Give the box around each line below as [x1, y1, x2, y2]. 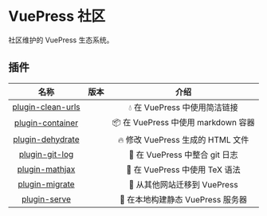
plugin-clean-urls [12, 101, 81, 112]
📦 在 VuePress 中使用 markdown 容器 [112, 116, 255, 128]
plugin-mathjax [17, 163, 76, 175]
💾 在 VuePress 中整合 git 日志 [128, 149, 238, 160]
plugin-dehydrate [13, 133, 80, 144]
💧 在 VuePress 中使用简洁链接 [128, 101, 238, 112]
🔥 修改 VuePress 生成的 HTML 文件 [117, 134, 249, 145]
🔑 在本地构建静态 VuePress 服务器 [119, 194, 247, 205]
